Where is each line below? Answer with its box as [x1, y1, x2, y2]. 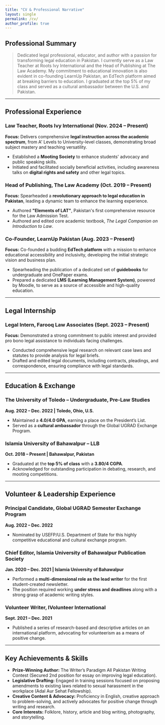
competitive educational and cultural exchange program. [12, 537, 127, 543]
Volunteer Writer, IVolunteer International [5, 604, 106, 611]
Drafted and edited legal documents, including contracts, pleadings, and [12, 358, 159, 364]
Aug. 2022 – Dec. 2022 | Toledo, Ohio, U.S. [5, 408, 94, 413]
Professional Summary [5, 39, 77, 47]
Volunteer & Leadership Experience [5, 490, 116, 499]
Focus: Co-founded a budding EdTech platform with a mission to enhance [5, 247, 156, 252]
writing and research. [12, 704, 55, 710]
